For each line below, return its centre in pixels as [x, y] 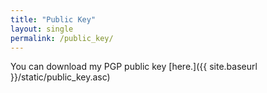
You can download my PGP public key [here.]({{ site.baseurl [134, 67]
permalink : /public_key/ [62, 38]
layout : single [42, 29]
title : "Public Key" [53, 19]
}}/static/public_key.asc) [60, 77]
